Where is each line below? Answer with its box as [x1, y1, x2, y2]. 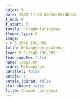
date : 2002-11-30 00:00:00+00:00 [5, 12, 76, 17]
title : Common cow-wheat [5, 88, 58, 93]
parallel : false [5, 69, 40, 74]
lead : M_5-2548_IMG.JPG [5, 50, 56, 55]
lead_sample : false [5, 55, 47, 60]
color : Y [5, 7, 24, 13]
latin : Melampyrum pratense [5, 45, 65, 50]
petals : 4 [5, 74, 26, 79]
